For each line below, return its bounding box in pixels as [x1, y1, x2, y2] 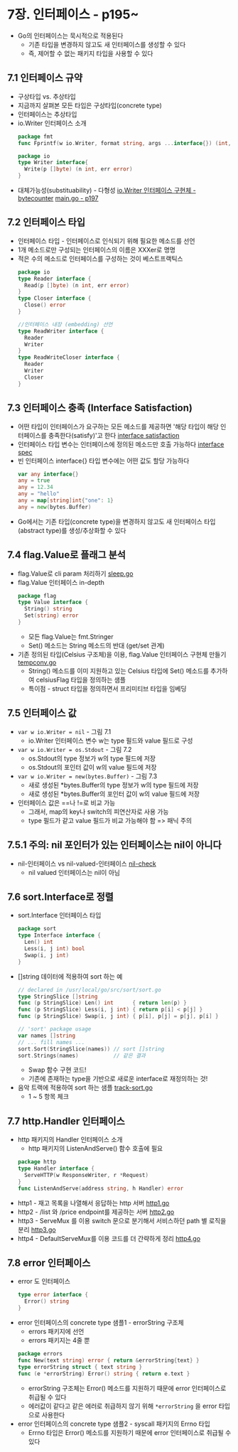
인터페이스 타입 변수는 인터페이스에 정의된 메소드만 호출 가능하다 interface [17, 440, 225, 448]
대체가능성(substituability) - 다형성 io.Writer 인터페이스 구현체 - [17, 186, 197, 194]
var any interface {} [17, 470, 79, 478]
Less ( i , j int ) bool [24, 945, 85, 952]
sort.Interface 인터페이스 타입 [17, 911, 102, 920]
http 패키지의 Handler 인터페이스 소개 [17, 1135, 123, 1144]
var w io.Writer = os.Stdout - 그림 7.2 [17, 745, 132, 753]
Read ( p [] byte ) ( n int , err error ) [24, 281, 130, 289]
